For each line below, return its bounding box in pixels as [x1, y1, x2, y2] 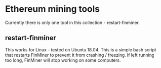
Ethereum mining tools [5, 3, 100, 15]
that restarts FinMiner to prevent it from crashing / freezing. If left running [5, 52, 155, 58]
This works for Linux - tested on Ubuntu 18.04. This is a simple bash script [5, 46, 157, 52]
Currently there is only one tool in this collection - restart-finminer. [5, 20, 140, 25]
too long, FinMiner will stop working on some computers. [5, 57, 121, 63]
